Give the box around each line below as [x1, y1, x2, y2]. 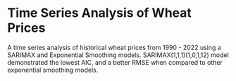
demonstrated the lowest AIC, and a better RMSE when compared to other [7, 58, 223, 66]
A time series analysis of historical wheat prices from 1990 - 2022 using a [7, 43, 222, 51]
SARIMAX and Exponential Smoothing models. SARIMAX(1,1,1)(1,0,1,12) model [7, 51, 229, 59]
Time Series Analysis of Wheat [7, 5, 192, 21]
